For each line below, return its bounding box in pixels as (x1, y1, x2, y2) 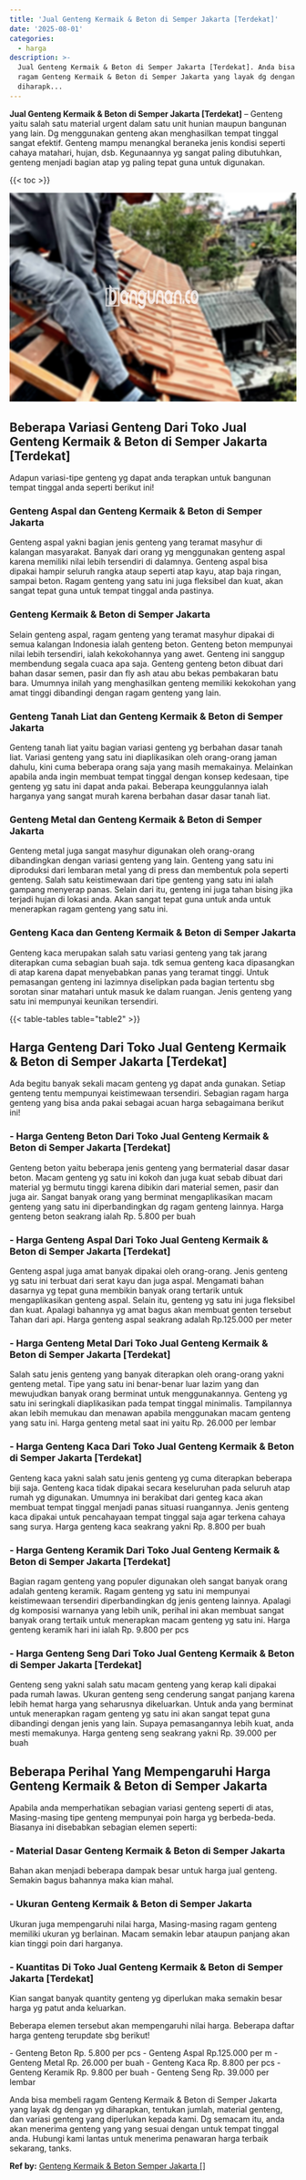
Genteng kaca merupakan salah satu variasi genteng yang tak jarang (9, 947, 268, 958)
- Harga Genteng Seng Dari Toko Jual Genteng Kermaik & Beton (9, 1647, 295, 1660)
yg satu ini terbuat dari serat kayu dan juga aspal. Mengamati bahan (9, 1275, 264, 1286)
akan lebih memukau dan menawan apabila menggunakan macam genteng (9, 1408, 291, 1419)
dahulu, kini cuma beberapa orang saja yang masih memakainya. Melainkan (9, 761, 293, 772)
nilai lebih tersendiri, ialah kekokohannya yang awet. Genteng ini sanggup (9, 648, 285, 659)
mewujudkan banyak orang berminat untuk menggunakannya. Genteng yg (9, 1388, 288, 1400)
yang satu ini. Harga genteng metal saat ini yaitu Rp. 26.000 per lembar (9, 1417, 277, 1428)
